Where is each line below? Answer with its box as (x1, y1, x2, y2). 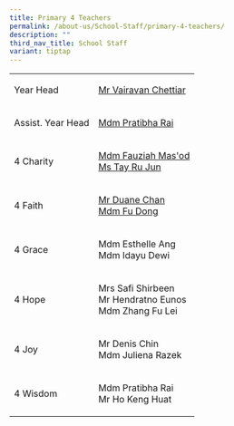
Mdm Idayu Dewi (98, 249, 171, 262)
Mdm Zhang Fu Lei (98, 305, 179, 317)
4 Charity (14, 155, 54, 168)
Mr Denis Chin (98, 337, 159, 350)
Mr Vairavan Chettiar (98, 83, 186, 96)
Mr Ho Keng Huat (98, 393, 172, 406)
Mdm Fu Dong (98, 205, 159, 218)
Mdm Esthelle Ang (98, 237, 176, 250)
